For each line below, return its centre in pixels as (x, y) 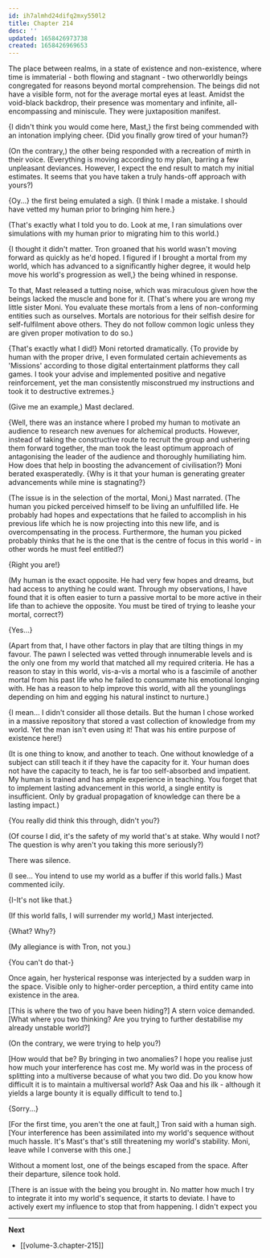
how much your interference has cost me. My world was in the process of (131, 1067)
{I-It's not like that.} (40, 900)
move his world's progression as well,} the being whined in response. (123, 275)
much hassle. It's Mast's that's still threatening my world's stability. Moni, (129, 1141)
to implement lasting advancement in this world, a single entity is (115, 788)
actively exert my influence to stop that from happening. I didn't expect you (133, 1207)
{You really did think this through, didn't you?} (84, 820)
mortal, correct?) (36, 615)
